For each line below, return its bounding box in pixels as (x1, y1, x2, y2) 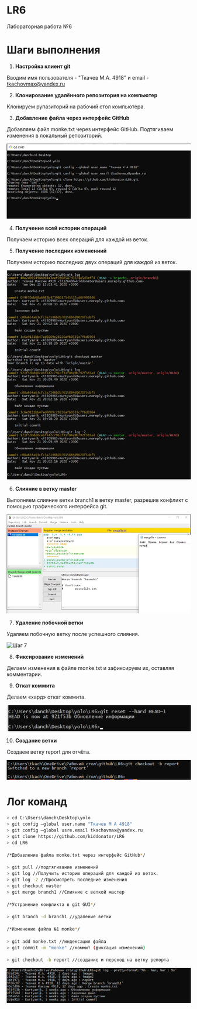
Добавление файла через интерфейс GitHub (15, 114, 130, 121)
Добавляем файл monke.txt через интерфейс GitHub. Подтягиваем (6, 125, 174, 132)
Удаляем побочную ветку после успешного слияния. (6, 631, 140, 638)
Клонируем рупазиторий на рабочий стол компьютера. (6, 103, 146, 110)
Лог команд (6, 795, 68, 808)
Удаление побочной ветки (15, 619, 84, 627)
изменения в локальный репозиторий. (6, 132, 103, 139)
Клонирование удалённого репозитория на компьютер (15, 91, 158, 98)
